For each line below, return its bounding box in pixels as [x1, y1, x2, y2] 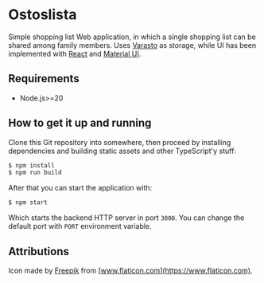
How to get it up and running [8, 116, 152, 130]
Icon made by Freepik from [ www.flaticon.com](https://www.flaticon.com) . [8, 265, 253, 275]
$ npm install [8, 161, 56, 169]
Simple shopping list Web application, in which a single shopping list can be [8, 32, 256, 41]
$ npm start [8, 198, 48, 206]
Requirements [8, 72, 80, 85]
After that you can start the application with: [8, 183, 153, 193]
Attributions [8, 245, 70, 258]
